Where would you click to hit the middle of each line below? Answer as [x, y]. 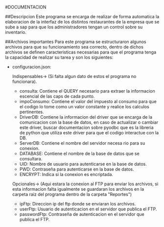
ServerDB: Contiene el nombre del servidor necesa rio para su [82, 143]
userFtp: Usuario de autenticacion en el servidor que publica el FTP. [88, 209]
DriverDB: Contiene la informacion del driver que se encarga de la [86, 117]
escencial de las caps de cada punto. [57, 96]
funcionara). [24, 81]
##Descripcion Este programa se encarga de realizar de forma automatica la [82, 16]
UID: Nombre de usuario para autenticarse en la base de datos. [83, 164]
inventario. [16, 32]
